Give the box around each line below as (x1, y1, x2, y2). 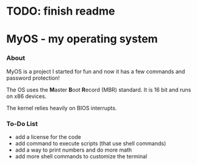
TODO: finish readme (6, 4, 115, 18)
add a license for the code (15, 133, 81, 141)
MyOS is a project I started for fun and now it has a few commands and (6, 68, 185, 75)
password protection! (6, 74, 60, 82)
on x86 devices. (6, 93, 47, 100)
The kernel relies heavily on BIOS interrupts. (6, 104, 117, 111)
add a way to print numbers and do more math (15, 146, 132, 153)
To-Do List (6, 119, 38, 128)
